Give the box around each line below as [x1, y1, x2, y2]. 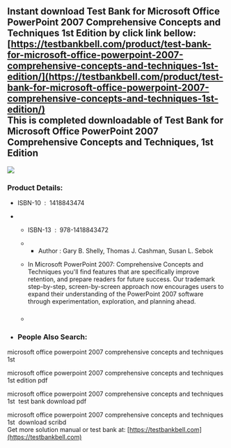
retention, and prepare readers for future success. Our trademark [27, 275, 216, 283]
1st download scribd [7, 418, 67, 426]
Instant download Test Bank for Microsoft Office [7, 6, 221, 17]
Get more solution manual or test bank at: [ [7, 426, 130, 434]
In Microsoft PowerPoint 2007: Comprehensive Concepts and [27, 260, 204, 269]
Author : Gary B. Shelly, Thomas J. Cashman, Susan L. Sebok [38, 247, 214, 255]
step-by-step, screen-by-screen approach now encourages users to [27, 283, 224, 291]
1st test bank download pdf [7, 397, 87, 405]
